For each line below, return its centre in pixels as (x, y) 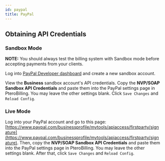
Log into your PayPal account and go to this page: (56, 122)
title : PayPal (20, 14)
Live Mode (18, 111)
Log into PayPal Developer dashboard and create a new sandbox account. (80, 74)
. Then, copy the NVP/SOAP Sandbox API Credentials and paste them (89, 143)
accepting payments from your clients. (44, 64)
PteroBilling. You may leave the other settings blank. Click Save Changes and (82, 93)
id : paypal (16, 10)
